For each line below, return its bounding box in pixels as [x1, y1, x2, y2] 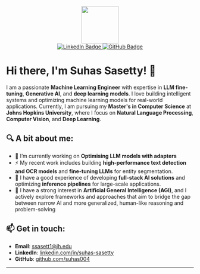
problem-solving [14, 205, 55, 213]
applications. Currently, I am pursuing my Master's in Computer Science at [6, 103, 192, 110]
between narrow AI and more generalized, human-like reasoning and [14, 199, 184, 207]
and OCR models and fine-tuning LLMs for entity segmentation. [14, 167, 173, 175]
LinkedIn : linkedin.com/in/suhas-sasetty [14, 249, 114, 256]
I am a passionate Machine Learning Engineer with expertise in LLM [6, 84, 174, 91]
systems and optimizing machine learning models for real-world [6, 96, 163, 103]
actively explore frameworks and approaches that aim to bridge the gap [14, 193, 191, 200]
